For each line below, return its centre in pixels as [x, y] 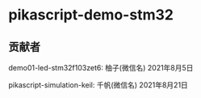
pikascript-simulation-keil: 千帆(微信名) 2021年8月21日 [98, 85]
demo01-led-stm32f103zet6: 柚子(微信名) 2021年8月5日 [101, 68]
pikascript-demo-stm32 [91, 15]
